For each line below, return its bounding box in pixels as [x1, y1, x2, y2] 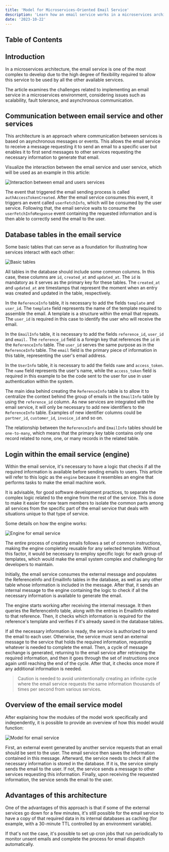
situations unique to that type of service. [5, 511, 89, 517]
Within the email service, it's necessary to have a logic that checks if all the [5, 463, 161, 469]
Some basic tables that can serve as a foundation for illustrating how [5, 244, 147, 250]
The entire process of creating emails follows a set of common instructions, [5, 540, 162, 546]
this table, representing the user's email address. [5, 352, 107, 358]
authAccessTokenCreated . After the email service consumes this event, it [5, 195, 153, 201]
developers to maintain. [5, 562, 54, 568]
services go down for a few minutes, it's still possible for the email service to [5, 810, 164, 816]
